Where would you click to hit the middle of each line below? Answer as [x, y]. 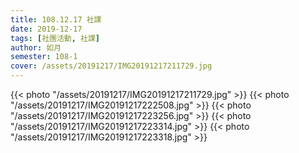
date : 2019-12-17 [46, 29]
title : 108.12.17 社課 [56, 19]
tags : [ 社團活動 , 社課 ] [55, 38]
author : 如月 [36, 47]
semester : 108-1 [44, 57]
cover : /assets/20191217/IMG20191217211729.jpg [111, 66]
